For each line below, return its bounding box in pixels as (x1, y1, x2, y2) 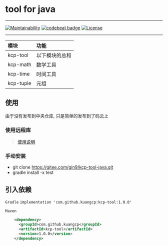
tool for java (5, 3, 56, 15)
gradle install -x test (12, 169, 54, 175)
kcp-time (7, 70, 30, 77)
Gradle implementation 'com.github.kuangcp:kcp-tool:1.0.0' (5, 200, 132, 205)
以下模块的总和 (36, 51, 71, 58)
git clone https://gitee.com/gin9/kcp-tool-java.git (12, 164, 113, 170)
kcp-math (7, 61, 31, 68)
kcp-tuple (7, 79, 31, 86)
